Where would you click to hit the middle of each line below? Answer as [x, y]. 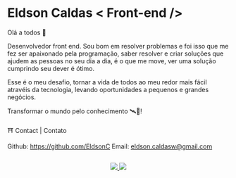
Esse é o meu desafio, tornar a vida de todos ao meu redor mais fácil [107, 82]
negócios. [22, 97]
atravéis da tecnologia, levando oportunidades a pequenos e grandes [108, 89]
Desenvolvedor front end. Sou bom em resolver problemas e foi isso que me [118, 46]
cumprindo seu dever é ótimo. [51, 68]
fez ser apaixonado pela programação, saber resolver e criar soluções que [116, 53]
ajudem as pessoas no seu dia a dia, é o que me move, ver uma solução [112, 61]
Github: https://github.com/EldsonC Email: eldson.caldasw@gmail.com [110, 146]
